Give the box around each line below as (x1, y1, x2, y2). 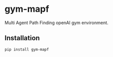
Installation (4, 34, 40, 42)
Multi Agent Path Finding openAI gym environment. (4, 20, 109, 26)
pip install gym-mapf (4, 47, 49, 52)
